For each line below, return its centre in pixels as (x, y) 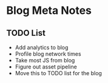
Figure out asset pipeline (46, 67)
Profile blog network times (48, 54)
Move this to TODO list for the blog (58, 73)
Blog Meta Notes (49, 11)
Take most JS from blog (45, 60)
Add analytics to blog (42, 47)
